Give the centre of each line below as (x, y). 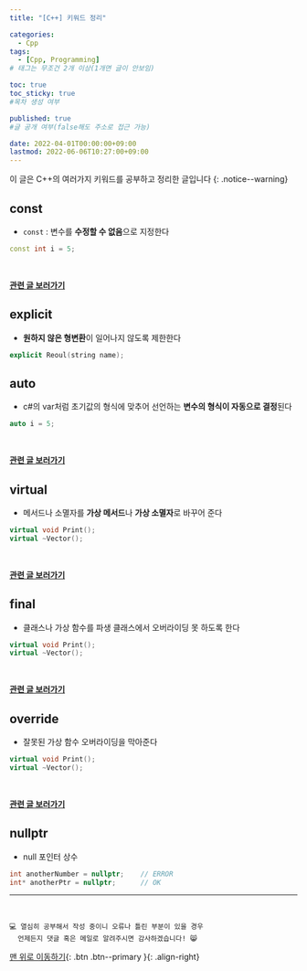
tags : (20, 51)
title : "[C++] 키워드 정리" (58, 18)
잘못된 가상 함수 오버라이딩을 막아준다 (90, 742)
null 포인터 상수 (50, 857)
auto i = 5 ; (32, 424)
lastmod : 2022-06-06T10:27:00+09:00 (79, 152)
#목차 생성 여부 (35, 101)
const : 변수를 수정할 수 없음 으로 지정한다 (96, 231)
